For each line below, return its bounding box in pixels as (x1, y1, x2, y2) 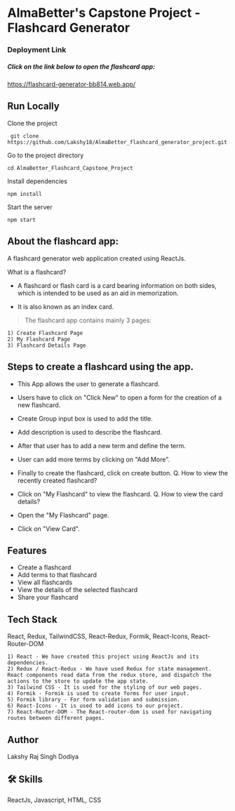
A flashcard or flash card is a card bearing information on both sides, (17, 281, 217, 289)
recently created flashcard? (17, 476, 98, 484)
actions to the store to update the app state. (7, 678, 149, 685)
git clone (10, 132, 39, 140)
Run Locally (7, 100, 60, 112)
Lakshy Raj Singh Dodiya (7, 752, 79, 760)
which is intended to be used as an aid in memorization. (17, 289, 179, 297)
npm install (7, 190, 42, 197)
